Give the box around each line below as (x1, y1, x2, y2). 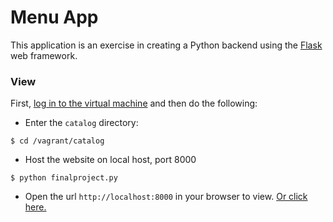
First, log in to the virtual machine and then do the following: (10, 97, 258, 110)
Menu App (10, 6, 99, 29)
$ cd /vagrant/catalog (10, 136, 105, 146)
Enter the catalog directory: (24, 117, 139, 129)
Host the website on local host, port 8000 (24, 154, 197, 166)
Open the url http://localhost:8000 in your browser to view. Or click (24, 191, 308, 203)
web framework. (10, 49, 78, 61)
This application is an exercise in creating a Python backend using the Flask (10, 39, 323, 51)
